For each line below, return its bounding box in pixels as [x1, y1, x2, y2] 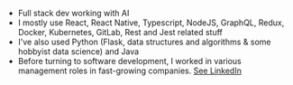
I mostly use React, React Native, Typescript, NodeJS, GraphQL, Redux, [17, 17, 285, 28]
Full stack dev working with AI [17, 8, 130, 18]
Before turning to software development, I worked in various [17, 56, 242, 66]
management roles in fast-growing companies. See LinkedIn [17, 65, 242, 76]
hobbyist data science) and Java [17, 46, 140, 57]
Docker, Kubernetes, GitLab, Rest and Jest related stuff [17, 27, 223, 37]
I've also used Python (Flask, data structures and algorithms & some [17, 36, 271, 47]
